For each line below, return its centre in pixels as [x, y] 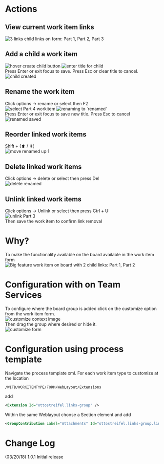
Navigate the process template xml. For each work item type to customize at [82, 373]
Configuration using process [64, 349]
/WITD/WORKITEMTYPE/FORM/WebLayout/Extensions [53, 387]
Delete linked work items [43, 166]
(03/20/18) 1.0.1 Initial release [34, 457]
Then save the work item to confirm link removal [54, 221]
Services [24, 295]
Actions [21, 9]
